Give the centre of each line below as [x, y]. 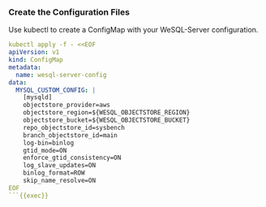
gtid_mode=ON [45, 150]
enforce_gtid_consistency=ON [72, 158]
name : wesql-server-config [61, 75]
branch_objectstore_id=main [70, 135]
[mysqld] [38, 97]
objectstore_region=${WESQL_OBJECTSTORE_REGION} [107, 113]
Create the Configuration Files [69, 12]
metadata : [25, 67]
